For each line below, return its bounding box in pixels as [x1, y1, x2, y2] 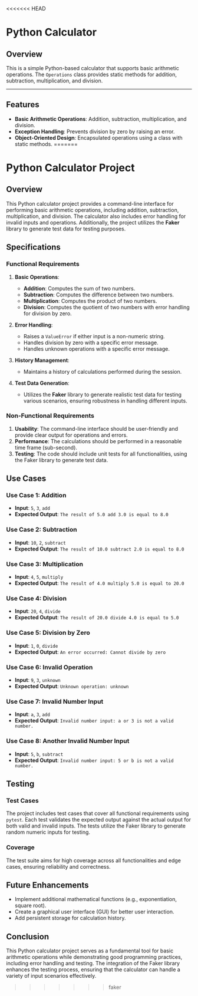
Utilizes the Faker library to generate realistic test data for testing [23, 391, 181, 398]
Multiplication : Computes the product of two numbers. [23, 297, 157, 304]
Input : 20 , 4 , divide [14, 608, 61, 615]
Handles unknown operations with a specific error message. [23, 345, 170, 352]
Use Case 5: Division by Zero [6, 629, 90, 637]
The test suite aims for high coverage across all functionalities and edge [6, 857, 181, 864]
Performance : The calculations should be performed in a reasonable [14, 437, 182, 444]
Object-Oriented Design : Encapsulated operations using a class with [14, 134, 183, 141]
